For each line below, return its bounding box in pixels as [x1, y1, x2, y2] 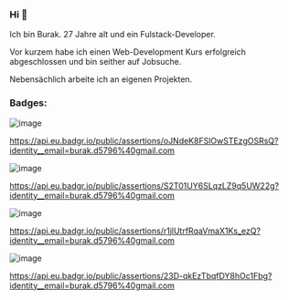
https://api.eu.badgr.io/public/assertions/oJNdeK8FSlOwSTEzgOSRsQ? [9, 135, 279, 146]
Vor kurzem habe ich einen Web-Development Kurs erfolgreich [9, 47, 247, 57]
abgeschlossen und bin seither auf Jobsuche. [9, 57, 182, 67]
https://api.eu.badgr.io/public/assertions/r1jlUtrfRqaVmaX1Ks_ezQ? [9, 225, 261, 236]
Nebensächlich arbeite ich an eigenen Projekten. [9, 74, 193, 85]
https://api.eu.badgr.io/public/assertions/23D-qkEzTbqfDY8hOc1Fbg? [9, 270, 272, 281]
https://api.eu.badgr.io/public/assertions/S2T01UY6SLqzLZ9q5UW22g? [9, 180, 280, 191]
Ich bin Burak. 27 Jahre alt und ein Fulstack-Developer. [9, 29, 217, 40]
